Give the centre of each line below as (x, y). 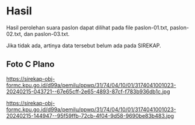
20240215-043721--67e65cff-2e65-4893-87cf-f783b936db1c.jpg (88, 92)
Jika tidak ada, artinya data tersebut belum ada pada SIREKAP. (84, 45)
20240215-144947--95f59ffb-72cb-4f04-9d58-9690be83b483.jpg (90, 115)
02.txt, (14, 33)
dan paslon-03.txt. (47, 33)
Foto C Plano (30, 64)
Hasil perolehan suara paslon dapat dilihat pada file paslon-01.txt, (88, 28)
